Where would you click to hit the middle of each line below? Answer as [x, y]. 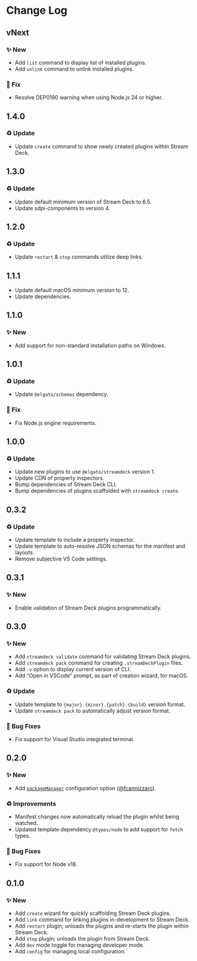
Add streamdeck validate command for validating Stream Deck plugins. [103, 657]
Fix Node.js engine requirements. [56, 423]
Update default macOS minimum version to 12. [72, 290]
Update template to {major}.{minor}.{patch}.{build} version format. [100, 704]
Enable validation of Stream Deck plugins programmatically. [88, 608]
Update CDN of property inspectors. [59, 478]
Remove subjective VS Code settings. [61, 559]
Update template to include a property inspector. [75, 540]
